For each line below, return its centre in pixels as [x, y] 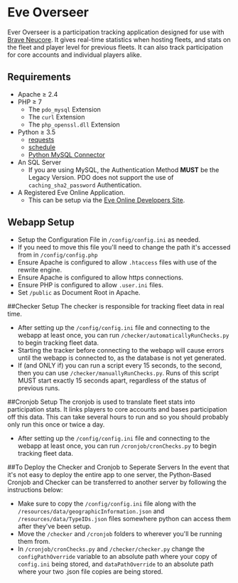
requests [41, 139]
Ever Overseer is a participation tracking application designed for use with [116, 32]
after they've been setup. [54, 526]
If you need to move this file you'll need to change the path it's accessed [124, 247]
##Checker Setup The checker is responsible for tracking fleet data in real [116, 306]
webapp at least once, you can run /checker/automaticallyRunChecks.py [123, 335]
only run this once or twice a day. [56, 424]
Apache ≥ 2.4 [38, 94]
